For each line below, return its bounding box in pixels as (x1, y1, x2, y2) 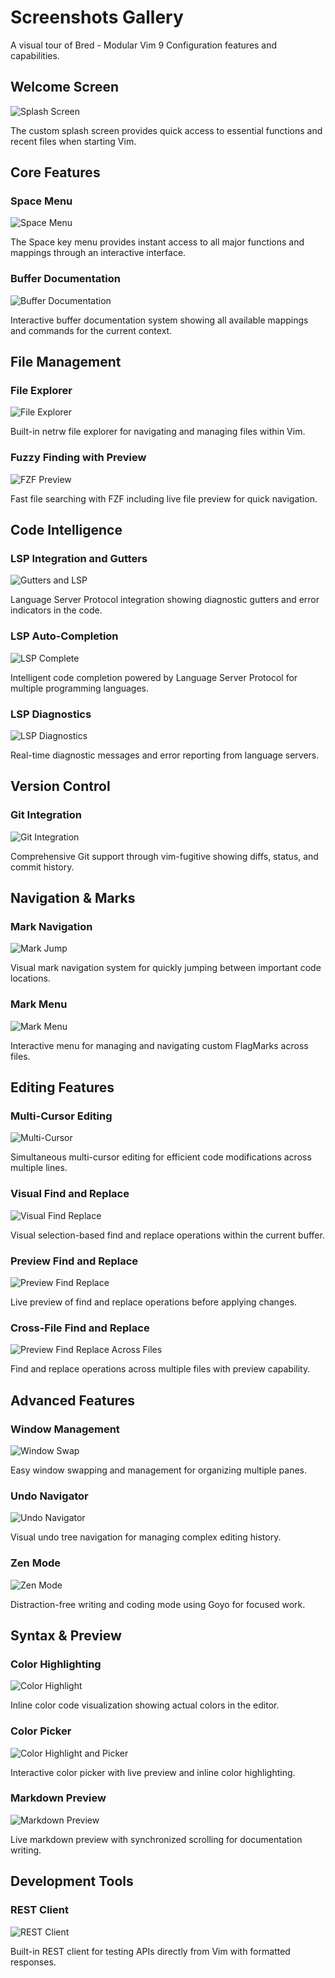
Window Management (10, 1422, 120, 1436)
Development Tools (10, 1873, 134, 1890)
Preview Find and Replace (10, 1254, 139, 1268)
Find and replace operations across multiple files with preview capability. (10, 1363, 311, 1375)
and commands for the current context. (10, 324, 173, 336)
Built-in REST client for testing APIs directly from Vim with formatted (10, 1945, 291, 1957)
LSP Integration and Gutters (10, 552, 148, 566)
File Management (10, 354, 122, 371)
